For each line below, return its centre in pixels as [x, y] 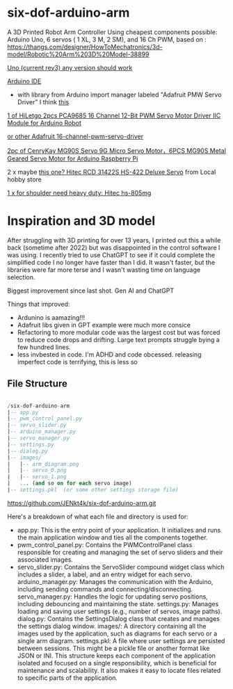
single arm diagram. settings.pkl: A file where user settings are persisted [121, 640]
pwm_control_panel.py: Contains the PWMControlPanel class [105, 544]
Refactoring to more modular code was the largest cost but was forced [119, 332]
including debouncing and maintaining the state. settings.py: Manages [118, 603]
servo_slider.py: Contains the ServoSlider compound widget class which [121, 567]
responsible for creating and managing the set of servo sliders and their [120, 552]
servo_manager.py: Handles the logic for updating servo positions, [113, 597]
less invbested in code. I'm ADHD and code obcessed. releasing [109, 354]
